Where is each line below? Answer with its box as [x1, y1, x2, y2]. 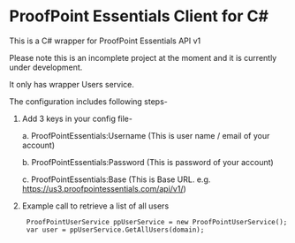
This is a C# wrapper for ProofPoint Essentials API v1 [9, 35, 201, 46]
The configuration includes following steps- [9, 95, 168, 107]
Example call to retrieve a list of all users [21, 201, 170, 211]
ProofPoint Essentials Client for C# [9, 6, 269, 27]
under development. [9, 62, 83, 72]
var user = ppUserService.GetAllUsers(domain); [26, 225, 205, 234]
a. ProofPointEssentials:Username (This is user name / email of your [21, 130, 270, 140]
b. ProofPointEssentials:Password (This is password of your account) [21, 156, 274, 167]
